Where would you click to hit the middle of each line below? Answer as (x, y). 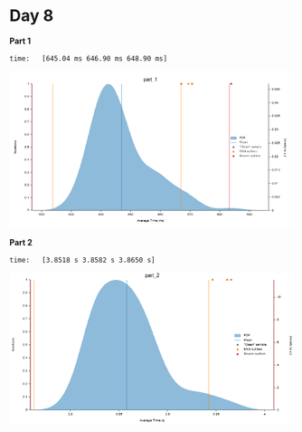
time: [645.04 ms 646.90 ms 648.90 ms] (89, 58)
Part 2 (21, 243)
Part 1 (20, 41)
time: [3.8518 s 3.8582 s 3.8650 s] (82, 260)
